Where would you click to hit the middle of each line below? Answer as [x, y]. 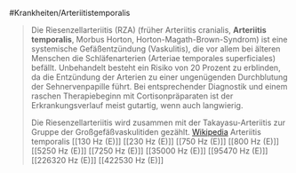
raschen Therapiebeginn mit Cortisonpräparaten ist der [132, 96]
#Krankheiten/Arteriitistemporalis [70, 13]
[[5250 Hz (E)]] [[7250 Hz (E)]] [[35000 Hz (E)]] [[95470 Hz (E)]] [149, 151]
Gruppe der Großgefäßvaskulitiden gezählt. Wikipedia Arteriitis [146, 132]
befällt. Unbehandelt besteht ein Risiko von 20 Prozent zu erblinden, [156, 67]
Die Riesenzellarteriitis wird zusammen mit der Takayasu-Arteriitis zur [158, 122]
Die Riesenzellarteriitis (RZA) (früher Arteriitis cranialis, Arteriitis [148, 30]
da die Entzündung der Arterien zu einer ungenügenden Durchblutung [159, 77]
